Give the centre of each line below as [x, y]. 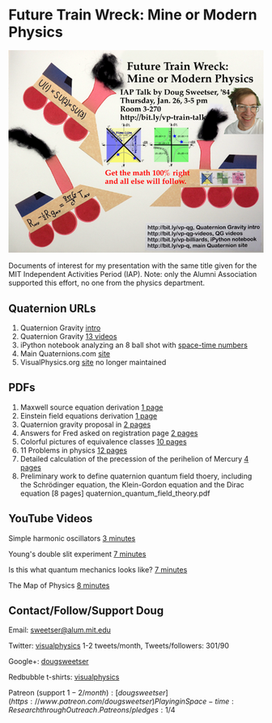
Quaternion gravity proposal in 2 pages [85, 424]
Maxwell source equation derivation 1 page [91, 407]
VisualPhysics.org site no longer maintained [93, 362]
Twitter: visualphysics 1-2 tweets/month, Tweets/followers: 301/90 [119, 646]
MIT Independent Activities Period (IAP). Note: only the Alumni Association [133, 274]
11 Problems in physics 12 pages [74, 450]
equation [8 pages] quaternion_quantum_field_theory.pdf [115, 493]
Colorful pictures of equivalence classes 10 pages [104, 441]
